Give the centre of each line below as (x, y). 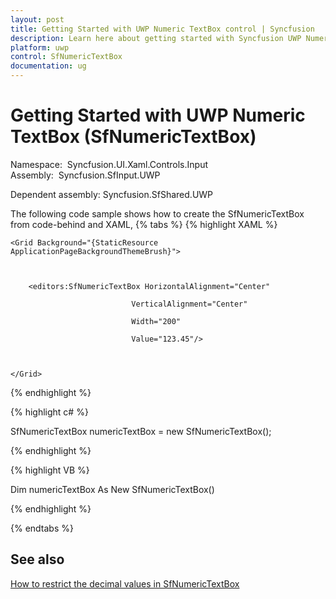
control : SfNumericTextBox (66, 57)
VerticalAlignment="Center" (189, 304)
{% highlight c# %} (49, 412)
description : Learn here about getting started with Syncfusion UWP (156, 38)
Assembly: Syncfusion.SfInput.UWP (85, 175)
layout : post (37, 19)
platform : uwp (40, 47)
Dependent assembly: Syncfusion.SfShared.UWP (112, 194)
